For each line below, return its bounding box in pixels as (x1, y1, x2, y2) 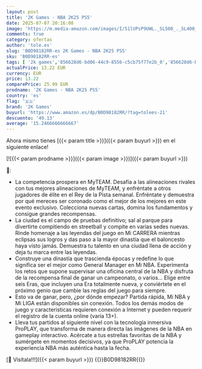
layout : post (6, 8, 39, 15)
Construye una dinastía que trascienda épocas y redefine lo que (14, 255, 174, 262)
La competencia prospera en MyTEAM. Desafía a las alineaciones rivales (14, 178, 195, 186)
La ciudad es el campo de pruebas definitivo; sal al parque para (14, 217, 173, 224)
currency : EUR (6, 70, 42, 76)
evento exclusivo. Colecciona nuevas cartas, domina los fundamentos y (14, 204, 193, 211)
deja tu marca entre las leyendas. (14, 249, 97, 256)
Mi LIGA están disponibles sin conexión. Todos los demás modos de (14, 300, 184, 307)
